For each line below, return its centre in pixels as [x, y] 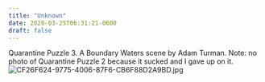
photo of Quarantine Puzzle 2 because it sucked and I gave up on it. [121, 61]
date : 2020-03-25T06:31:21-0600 [62, 23]
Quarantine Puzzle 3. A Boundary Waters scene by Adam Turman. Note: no [133, 53]
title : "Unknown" [37, 16]
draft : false [30, 30]
